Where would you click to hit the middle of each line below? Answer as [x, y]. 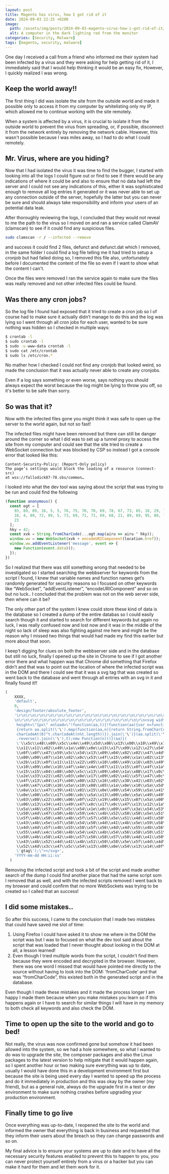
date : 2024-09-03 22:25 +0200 [37, 19]
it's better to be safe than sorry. [38, 391]
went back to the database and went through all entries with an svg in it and [84, 677]
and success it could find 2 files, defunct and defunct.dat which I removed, [83, 247]
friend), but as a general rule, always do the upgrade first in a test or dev [80, 1087]
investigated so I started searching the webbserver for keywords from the [81, 572]
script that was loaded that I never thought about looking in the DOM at [86, 945]
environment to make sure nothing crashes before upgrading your [73, 1092]
